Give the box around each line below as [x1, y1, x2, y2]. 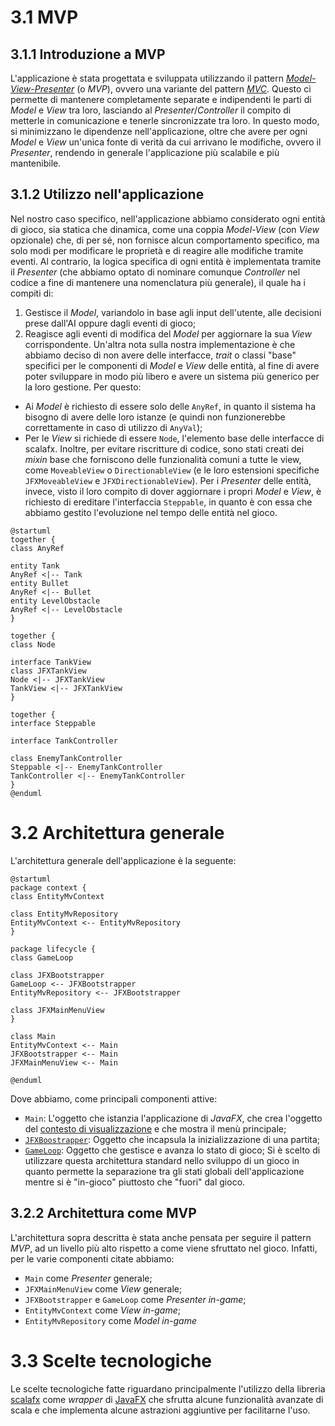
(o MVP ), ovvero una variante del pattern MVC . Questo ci [76, 83, 312, 95]
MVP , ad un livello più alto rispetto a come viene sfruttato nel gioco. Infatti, [10, 1242, 318, 1254]
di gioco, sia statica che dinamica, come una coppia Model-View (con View [10, 223, 320, 235]
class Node [10, 639, 56, 650]
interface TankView [10, 657, 92, 667]
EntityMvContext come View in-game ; [24, 1304, 182, 1316]
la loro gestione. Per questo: [24, 381, 142, 393]
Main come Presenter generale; [24, 1272, 153, 1284]
